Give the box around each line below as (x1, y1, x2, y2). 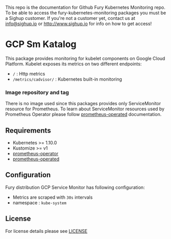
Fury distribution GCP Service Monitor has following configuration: (5, 184, 145, 190)
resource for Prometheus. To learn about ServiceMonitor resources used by (5, 106, 165, 112)
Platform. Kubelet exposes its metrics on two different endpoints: (5, 61, 142, 67)
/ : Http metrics (12, 70, 45, 77)
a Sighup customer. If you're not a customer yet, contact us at (5, 15, 135, 21)
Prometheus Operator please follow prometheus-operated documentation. (5, 111, 162, 117)
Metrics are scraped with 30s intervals (12, 194, 93, 200)
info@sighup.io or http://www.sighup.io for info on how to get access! (5, 20, 152, 27)
